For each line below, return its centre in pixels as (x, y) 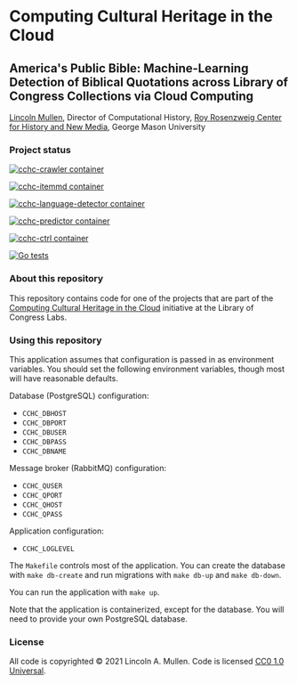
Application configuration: (57, 531)
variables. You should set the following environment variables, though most (147, 369)
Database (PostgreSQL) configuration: (79, 395)
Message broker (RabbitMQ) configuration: (88, 468)
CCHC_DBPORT (44, 423)
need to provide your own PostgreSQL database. (99, 619)
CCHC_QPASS (42, 514)
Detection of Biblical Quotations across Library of (149, 82)
